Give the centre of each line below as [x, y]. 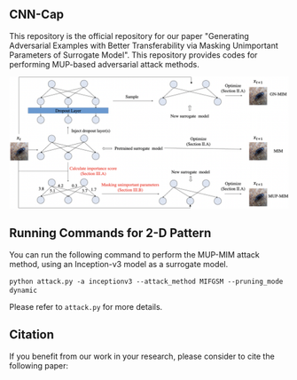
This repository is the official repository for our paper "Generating [129, 36]
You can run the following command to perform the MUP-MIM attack [134, 254]
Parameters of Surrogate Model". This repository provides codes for [133, 55]
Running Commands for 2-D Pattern [110, 233]
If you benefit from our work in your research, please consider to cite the [142, 356]
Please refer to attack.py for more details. [86, 306]
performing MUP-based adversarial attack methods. [104, 64]
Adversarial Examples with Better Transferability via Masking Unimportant [144, 45]
